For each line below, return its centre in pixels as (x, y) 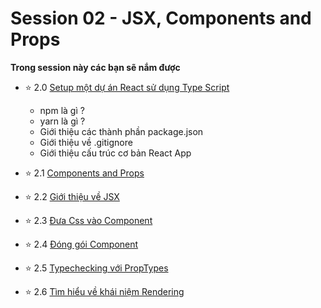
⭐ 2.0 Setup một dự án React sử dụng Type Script (127, 87)
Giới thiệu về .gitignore (86, 142)
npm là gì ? (62, 110)
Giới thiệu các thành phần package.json (121, 131)
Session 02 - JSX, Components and (161, 18)
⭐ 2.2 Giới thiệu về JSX (72, 196)
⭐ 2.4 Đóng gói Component (81, 244)
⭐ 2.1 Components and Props (84, 173)
